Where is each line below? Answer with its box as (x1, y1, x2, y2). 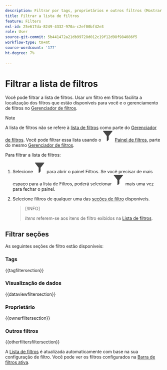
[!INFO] (24, 206, 40, 212)
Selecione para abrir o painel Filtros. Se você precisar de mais (12, 169, 153, 175)
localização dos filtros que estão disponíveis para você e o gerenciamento (5, 100, 158, 106)
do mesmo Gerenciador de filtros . (5, 142, 75, 148)
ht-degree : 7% (5, 50, 35, 55)
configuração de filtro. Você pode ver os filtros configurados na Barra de (5, 354, 155, 360)
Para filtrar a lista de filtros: (5, 152, 61, 158)
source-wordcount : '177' (5, 45, 57, 50)
